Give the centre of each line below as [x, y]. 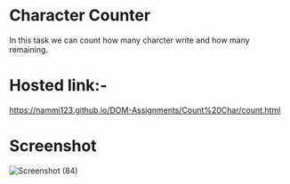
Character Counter [80, 16]
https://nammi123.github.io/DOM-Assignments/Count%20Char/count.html [145, 110]
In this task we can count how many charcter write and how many [130, 40]
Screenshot [53, 146]
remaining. [29, 49]
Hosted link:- [59, 86]
